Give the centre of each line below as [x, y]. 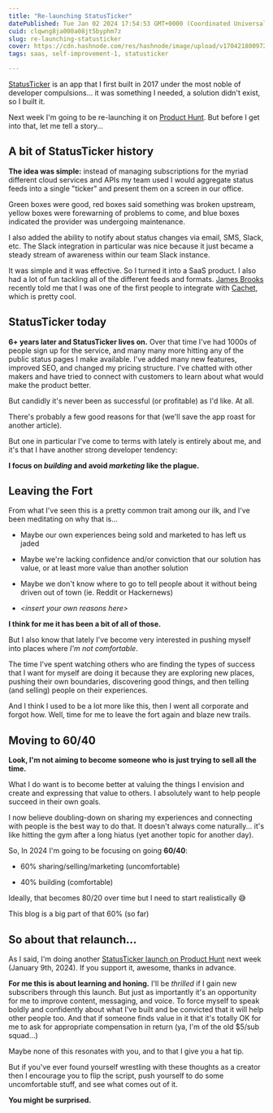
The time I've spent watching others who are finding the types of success [132, 664]
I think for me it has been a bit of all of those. [84, 624]
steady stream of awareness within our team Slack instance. [109, 254]
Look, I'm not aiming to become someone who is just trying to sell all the [133, 760]
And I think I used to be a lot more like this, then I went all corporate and [129, 706]
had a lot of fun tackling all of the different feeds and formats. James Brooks [136, 279]
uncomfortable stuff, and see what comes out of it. [93, 1084]
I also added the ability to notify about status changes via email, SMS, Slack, [136, 237]
